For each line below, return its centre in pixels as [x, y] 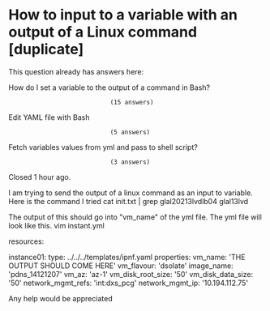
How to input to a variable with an [123, 15]
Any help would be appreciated [60, 298]
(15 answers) [132, 102]
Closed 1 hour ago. [40, 177]
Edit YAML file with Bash [49, 117]
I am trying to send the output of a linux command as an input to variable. [131, 193]
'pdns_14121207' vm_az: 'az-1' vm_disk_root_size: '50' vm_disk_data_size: [131, 274]
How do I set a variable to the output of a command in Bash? [109, 87]
